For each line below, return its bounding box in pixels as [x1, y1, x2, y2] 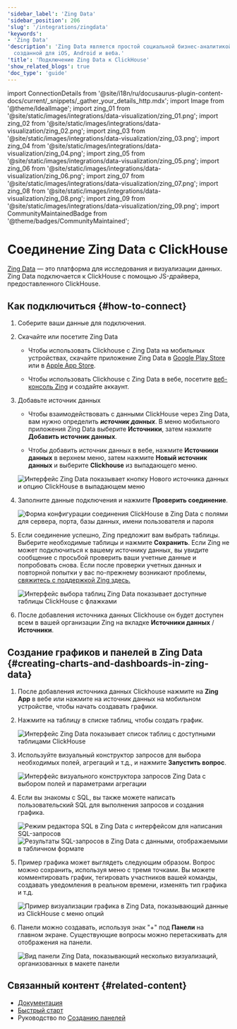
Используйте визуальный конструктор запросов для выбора [17, 751, 201, 760]
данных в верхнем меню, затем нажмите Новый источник [28, 454, 208, 462]
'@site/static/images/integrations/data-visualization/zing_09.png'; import [7, 201, 220, 210]
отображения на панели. [17, 938, 93, 947]
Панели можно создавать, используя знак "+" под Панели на [17, 923, 205, 931]
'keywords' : [7, 30, 42, 37]
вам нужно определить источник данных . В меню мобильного [28, 418, 220, 426]
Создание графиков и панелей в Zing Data [7, 646, 203, 658]
